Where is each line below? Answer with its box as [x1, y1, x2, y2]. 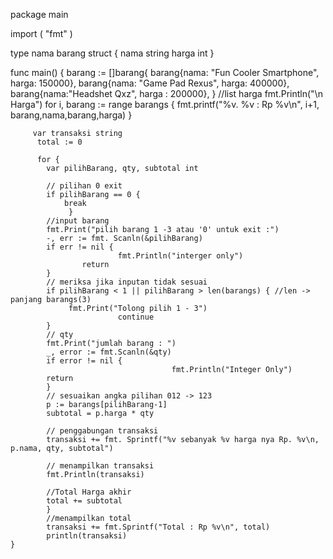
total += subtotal [46, 496, 123, 506]
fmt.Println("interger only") [117, 251, 244, 261]
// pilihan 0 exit [46, 181, 123, 191]
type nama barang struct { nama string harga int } [10, 47, 215, 59]
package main [10, 9, 69, 20]
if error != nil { [46, 356, 123, 366]
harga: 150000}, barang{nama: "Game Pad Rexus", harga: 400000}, [10, 77, 290, 89]
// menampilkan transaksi [46, 461, 155, 471]
